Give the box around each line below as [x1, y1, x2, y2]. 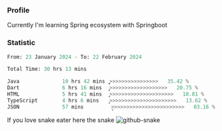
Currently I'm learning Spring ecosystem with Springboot [7, 21, 167, 29]
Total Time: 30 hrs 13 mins [7, 65, 87, 73]
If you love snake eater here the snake [7, 115, 115, 124]
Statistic [7, 38, 36, 48]
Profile [7, 5, 30, 15]
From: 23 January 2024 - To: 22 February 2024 [7, 53, 142, 60]
